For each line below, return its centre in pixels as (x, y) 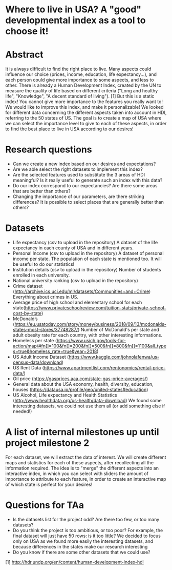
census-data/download (37, 362)
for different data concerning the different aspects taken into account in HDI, (86, 113)
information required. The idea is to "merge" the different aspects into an (82, 468)
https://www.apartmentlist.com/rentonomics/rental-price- (105, 368)
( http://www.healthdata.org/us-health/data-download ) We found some (87, 400)
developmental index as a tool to (76, 20)
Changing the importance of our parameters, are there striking (78, 196)
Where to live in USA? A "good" (73, 9)
